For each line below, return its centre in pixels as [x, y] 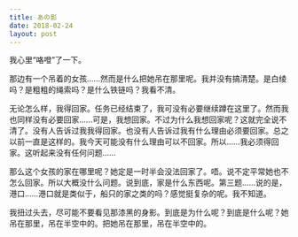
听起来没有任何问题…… [74, 153]
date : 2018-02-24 [41, 26]
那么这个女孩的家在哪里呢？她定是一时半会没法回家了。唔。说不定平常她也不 [149, 172]
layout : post [33, 34]
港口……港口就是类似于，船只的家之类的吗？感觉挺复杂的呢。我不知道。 [141, 194]
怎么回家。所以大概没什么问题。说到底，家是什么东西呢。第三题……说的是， [148, 183]
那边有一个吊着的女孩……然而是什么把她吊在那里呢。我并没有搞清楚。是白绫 [148, 79]
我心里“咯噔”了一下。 [48, 60]
